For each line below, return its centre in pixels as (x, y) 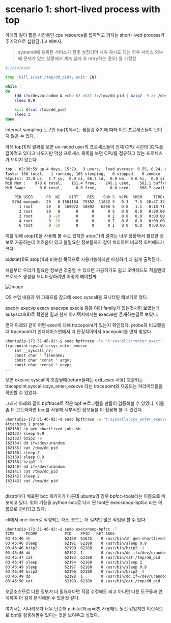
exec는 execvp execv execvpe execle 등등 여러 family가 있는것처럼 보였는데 (82, 308)
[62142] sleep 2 (22, 476)
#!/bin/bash (18, 68)
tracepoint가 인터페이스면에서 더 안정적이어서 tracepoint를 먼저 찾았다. (81, 332)
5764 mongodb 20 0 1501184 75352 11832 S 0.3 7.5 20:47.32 (89, 202)
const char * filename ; (40, 355)
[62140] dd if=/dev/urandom (35, 467)
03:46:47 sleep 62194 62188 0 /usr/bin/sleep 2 (74, 562)
